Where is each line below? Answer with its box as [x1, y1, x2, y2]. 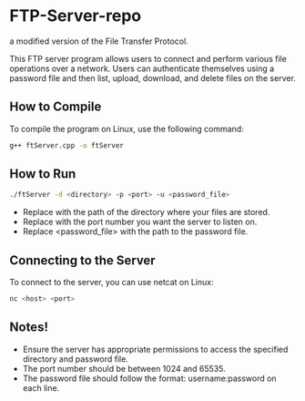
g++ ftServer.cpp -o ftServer [9, 140, 125, 150]
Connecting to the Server [9, 252, 157, 268]
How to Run [9, 166, 76, 182]
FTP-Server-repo [9, 5, 142, 26]
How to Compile [9, 99, 102, 115]
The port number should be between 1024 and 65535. [22, 363, 226, 374]
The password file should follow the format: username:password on [22, 373, 277, 384]
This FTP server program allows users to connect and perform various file [9, 53, 287, 64]
